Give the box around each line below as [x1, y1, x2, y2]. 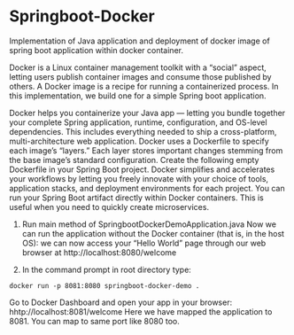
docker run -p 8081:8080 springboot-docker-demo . [9, 281, 200, 290]
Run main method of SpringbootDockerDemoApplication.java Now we [21, 219, 277, 230]
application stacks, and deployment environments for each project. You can [9, 183, 285, 193]
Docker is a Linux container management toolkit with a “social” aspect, [9, 62, 267, 73]
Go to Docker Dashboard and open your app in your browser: [9, 297, 233, 308]
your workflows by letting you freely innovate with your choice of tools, [9, 173, 268, 183]
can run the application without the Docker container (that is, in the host [21, 228, 285, 238]
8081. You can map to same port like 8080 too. [9, 316, 180, 326]
